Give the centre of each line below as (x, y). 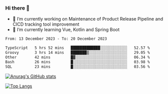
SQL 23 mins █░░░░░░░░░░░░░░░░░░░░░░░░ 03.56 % (78, 67)
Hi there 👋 (18, 8)
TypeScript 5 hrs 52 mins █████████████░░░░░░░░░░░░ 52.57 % (78, 48)
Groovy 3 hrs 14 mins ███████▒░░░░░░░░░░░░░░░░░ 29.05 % (78, 53)
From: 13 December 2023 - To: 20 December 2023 (56, 39)
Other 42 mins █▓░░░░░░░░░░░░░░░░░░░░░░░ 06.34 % (78, 57)
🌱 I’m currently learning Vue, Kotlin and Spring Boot (66, 30)
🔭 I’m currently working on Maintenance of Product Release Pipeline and (88, 19)
